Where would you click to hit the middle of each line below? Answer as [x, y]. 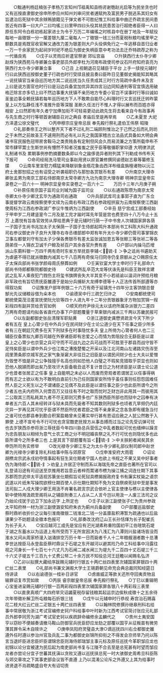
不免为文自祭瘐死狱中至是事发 [128, 483]
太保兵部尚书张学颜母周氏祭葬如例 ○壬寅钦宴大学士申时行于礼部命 [80, 263]
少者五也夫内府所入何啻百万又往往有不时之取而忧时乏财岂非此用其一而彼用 [79, 391]
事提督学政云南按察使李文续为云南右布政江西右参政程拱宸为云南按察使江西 [79, 202]
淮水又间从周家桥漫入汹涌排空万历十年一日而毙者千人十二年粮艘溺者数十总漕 [81, 537]
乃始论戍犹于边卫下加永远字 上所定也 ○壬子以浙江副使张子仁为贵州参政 [81, 501]
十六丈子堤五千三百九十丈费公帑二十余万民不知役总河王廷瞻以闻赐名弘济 [77, 556]
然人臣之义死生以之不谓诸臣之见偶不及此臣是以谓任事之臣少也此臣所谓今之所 [81, 385]
